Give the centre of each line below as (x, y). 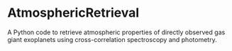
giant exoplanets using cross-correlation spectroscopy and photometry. (112, 39)
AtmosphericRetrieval (73, 13)
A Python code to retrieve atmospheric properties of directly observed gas (116, 32)
